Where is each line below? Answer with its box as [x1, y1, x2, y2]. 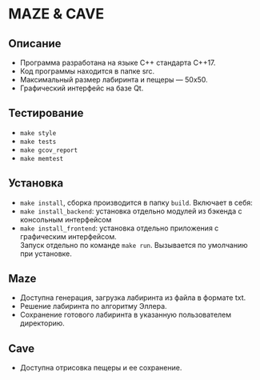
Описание [8, 37, 62, 50]
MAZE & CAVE [8, 5, 105, 23]
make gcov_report [19, 146, 78, 154]
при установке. [19, 249, 72, 258]
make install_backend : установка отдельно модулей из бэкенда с [19, 206, 242, 216]
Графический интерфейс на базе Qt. [19, 83, 144, 93]
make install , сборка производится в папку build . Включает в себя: [19, 198, 254, 207]
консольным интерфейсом [19, 214, 112, 224]
